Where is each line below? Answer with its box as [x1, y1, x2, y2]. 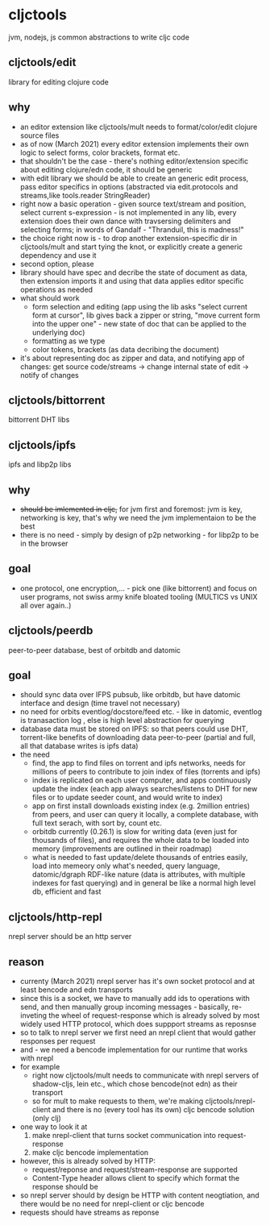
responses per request [19, 1036, 96, 1046]
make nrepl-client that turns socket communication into [31, 1131, 216, 1140]
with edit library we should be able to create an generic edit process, [19, 173, 249, 183]
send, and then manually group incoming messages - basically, [19, 1002, 231, 1012]
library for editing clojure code [8, 77, 109, 86]
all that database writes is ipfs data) [19, 741, 139, 751]
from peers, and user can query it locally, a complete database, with [31, 810, 259, 820]
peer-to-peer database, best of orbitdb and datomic [8, 645, 181, 654]
